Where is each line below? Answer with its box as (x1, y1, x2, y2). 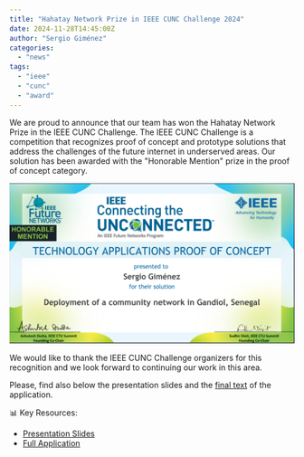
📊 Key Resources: (9, 407, 79, 418)
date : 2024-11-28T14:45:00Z (9, 24, 116, 33)
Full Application (22, 438, 81, 449)
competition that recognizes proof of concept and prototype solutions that (9, 136, 287, 147)
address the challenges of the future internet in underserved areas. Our (9, 146, 276, 157)
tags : (9, 62, 30, 71)
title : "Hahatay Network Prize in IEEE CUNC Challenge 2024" (9, 14, 245, 24)
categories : (9, 43, 54, 52)
